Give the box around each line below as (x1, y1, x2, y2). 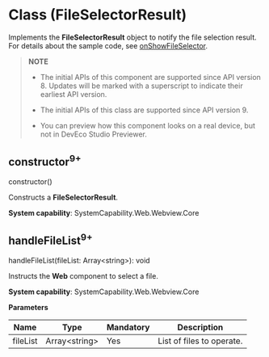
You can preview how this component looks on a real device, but (40, 120, 256, 130)
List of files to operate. (157, 335, 243, 346)
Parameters (8, 302, 48, 312)
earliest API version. (40, 89, 107, 99)
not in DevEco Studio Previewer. (40, 129, 148, 139)
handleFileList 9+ (8, 232, 93, 248)
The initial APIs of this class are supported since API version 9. (40, 105, 249, 115)
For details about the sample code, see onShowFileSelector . (8, 40, 208, 50)
